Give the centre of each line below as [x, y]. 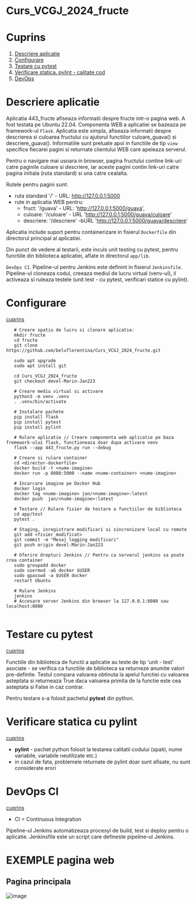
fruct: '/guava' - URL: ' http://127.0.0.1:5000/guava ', [84, 208]
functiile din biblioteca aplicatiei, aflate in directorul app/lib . [78, 256]
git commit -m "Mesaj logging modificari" [66, 540]
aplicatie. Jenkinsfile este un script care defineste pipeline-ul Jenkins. [90, 837]
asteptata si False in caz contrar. [45, 687]
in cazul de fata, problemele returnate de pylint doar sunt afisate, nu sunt [102, 762]
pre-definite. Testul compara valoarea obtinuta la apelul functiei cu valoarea [97, 674]
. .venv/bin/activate [40, 402]
